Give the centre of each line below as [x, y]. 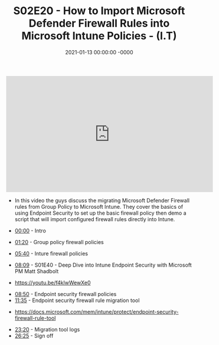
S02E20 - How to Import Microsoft [99, 11]
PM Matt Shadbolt [37, 271]
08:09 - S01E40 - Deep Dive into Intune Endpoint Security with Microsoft [103, 265]
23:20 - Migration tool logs [47, 329]
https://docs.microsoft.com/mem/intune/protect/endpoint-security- [97, 311]
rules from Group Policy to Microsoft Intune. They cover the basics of [99, 206]
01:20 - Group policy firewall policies [59, 242]
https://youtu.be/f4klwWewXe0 [53, 282]
